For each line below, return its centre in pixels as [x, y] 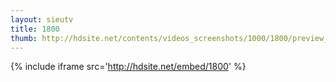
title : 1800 [35, 29]
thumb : [24, 38]
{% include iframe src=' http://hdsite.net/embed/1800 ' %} [128, 67]
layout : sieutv [42, 19]
